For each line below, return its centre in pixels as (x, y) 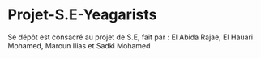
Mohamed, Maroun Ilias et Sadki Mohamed (79, 45)
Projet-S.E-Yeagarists (82, 15)
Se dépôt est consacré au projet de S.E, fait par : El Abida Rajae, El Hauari (130, 37)
